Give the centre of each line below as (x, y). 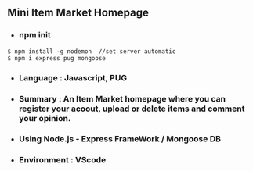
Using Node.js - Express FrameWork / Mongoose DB (119, 139)
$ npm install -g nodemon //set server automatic (92, 51)
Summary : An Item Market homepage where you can (122, 98)
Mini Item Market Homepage (78, 13)
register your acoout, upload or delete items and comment (132, 109)
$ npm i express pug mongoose (57, 58)
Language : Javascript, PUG (72, 77)
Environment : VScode (62, 160)
